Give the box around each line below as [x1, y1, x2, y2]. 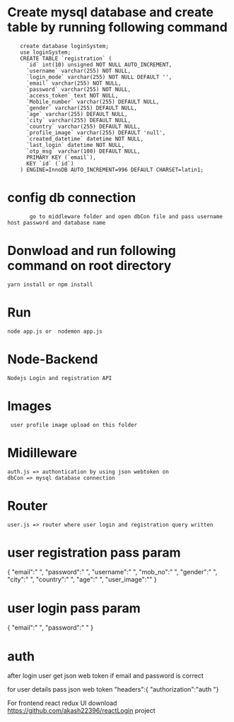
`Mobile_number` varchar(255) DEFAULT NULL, [25, 98, 160, 105]
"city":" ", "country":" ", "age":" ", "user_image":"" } [7, 575, 157, 584]
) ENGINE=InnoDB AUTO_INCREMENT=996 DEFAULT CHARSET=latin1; [20, 166, 204, 173]
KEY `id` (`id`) [25, 160, 74, 167]
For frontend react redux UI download [7, 699, 117, 707]
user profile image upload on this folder [10, 421, 138, 428]
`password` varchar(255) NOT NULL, [25, 85, 131, 93]
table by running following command [7, 19, 228, 35]
